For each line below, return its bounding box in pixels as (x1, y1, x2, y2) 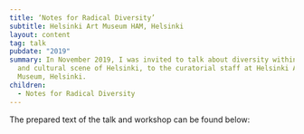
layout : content (9, 30, 71, 39)
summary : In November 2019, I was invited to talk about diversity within (9, 55, 298, 64)
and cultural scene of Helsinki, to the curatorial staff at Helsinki (17, 64, 290, 73)
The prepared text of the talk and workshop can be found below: (9, 114, 251, 125)
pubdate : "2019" (9, 47, 71, 56)
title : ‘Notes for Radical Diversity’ (9, 13, 156, 23)
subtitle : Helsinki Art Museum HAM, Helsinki (9, 22, 184, 31)
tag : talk (9, 38, 47, 48)
